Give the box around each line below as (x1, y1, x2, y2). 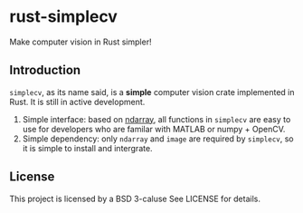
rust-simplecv (9, 6, 118, 27)
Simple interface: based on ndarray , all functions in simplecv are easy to (22, 113, 291, 124)
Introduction (9, 63, 81, 78)
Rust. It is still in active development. (9, 96, 146, 107)
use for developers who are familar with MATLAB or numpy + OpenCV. (22, 123, 286, 134)
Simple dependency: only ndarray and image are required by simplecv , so (22, 133, 294, 144)
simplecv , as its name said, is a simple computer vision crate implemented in (9, 86, 296, 97)
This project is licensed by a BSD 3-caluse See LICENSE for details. (9, 193, 260, 204)
